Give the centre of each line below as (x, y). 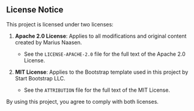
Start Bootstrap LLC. (40, 78)
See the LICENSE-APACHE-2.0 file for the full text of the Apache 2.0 (105, 54)
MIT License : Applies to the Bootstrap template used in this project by (102, 72)
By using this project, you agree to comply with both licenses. (83, 101)
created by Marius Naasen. (48, 42)
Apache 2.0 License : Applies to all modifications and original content (101, 36)
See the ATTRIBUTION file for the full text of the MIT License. (97, 90)
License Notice (35, 10)
